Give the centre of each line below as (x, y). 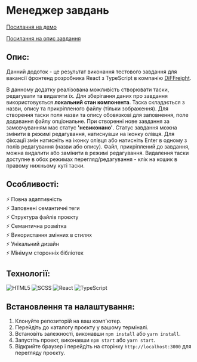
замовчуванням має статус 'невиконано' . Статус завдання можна (92, 127)
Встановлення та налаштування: (71, 307)
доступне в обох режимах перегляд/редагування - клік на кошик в (92, 159)
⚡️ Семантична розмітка (36, 226)
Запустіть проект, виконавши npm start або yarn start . (85, 340)
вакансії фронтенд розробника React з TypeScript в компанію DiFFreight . (99, 78)
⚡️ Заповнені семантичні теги (43, 208)
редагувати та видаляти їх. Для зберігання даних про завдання (87, 95)
